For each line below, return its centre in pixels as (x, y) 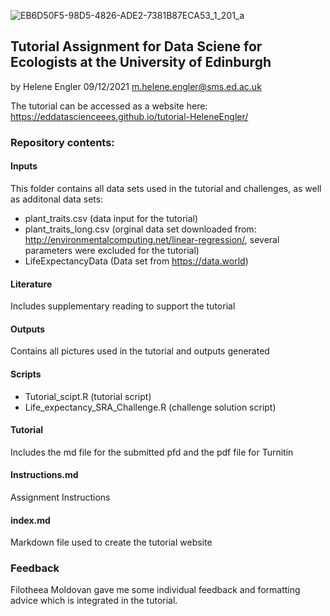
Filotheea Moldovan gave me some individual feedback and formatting (155, 590)
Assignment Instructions (60, 497)
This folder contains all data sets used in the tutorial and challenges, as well (166, 188)
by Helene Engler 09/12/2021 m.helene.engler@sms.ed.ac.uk (136, 86)
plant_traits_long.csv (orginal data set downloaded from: (140, 229)
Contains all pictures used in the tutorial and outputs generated (140, 351)
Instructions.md (44, 475)
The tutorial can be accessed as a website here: (109, 106)
